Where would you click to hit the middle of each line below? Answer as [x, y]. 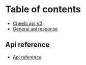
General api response [35, 28]
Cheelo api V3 [27, 23]
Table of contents [43, 9]
